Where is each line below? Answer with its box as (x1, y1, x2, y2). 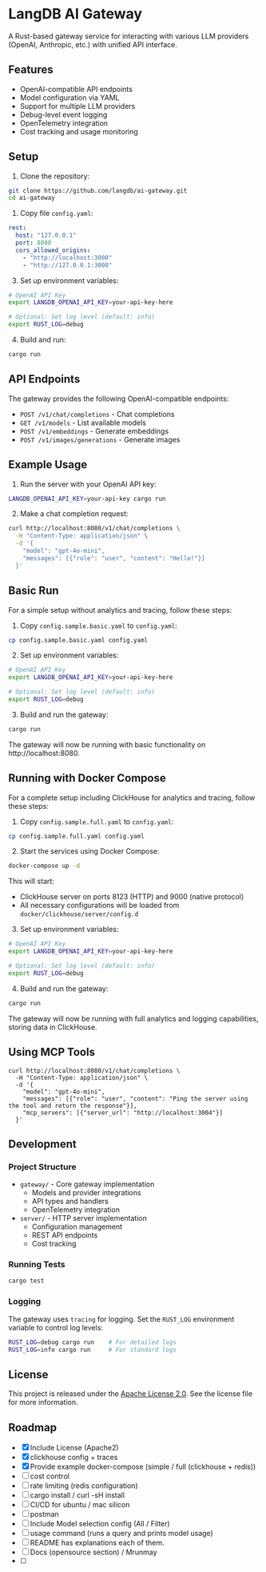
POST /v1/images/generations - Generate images (19, 434, 181, 444)
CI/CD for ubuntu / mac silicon (30, 1500, 130, 1510)
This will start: (8, 877, 54, 886)
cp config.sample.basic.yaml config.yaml (8, 636, 149, 644)
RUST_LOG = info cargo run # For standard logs (8, 1346, 177, 1354)
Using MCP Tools (8, 1046, 96, 1059)
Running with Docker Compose (8, 771, 166, 785)
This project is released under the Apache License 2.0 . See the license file (8, 1389, 253, 1398)
